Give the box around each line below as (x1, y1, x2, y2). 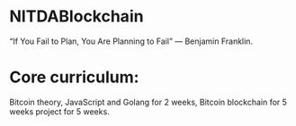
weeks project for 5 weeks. (9, 105, 110, 117)
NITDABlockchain (9, 6, 144, 27)
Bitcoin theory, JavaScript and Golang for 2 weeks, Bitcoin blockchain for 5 (9, 97, 288, 107)
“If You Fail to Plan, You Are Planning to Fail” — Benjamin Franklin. (9, 36, 254, 46)
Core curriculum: (9, 67, 139, 88)
